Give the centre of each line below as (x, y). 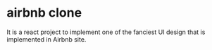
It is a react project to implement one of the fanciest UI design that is (106, 32)
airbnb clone (44, 13)
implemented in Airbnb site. (46, 39)
